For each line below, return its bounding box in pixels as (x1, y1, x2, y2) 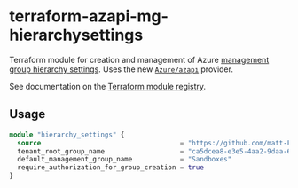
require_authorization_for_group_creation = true (17, 163, 204, 172)
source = (17, 138, 184, 147)
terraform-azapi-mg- (9, 6, 169, 27)
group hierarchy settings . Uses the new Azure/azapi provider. (9, 64, 233, 74)
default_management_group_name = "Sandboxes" (17, 155, 232, 164)
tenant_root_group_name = (17, 146, 184, 156)
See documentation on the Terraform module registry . (9, 81, 207, 91)
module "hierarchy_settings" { (9, 130, 125, 139)
